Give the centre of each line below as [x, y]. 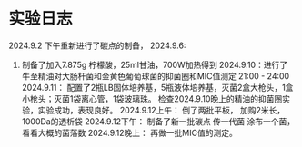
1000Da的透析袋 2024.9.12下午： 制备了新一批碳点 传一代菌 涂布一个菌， [158, 121]
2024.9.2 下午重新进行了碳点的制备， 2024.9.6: [97, 45]
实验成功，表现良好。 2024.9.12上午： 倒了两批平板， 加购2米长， [161, 110]
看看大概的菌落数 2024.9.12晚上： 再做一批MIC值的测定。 [129, 132]
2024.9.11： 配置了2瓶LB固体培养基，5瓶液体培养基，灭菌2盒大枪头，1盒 [157, 87]
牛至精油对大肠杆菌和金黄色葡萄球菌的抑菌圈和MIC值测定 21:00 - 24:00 [156, 76]
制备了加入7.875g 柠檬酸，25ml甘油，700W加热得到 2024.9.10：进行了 [155, 64]
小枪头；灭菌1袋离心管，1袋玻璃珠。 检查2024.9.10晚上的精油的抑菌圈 [152, 98]
